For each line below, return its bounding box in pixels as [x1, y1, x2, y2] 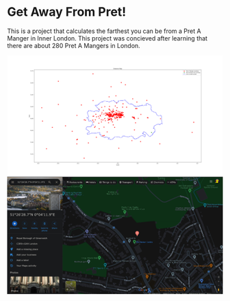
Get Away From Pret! [7, 4, 127, 20]
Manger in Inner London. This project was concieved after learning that [7, 34, 207, 42]
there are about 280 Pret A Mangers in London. [7, 41, 140, 49]
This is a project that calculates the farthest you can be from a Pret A [7, 27, 201, 35]
